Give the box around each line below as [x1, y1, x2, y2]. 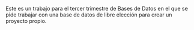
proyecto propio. [5, 18, 47, 24]
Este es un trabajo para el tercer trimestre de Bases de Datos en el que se [5, 5, 189, 12]
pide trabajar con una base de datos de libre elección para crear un [5, 11, 172, 18]
